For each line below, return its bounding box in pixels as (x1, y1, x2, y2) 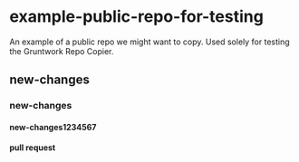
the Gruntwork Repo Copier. (9, 45, 114, 56)
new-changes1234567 (9, 121, 97, 132)
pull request (9, 142, 56, 153)
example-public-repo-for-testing (9, 6, 265, 27)
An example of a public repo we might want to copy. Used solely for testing (9, 36, 290, 47)
